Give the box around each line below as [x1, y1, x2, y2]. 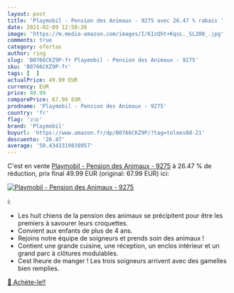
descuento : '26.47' [7, 136, 65, 143]
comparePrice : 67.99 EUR [7, 96, 81, 104]
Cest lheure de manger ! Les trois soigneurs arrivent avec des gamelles [17, 257, 227, 265]
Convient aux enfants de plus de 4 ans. [17, 226, 133, 235]
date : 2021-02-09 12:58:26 [7, 23, 87, 31]
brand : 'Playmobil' [7, 122, 65, 130]
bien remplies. [17, 264, 60, 273]
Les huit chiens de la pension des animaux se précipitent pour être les [17, 211, 223, 220]
